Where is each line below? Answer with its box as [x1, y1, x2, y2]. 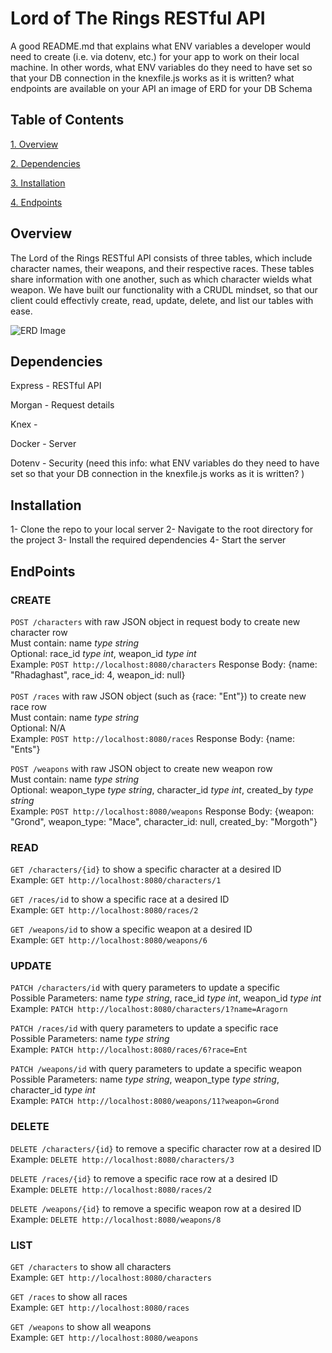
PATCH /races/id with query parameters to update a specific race [10, 1022, 279, 1034]
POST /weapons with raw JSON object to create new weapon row [10, 762, 273, 774]
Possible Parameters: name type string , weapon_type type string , [10, 1073, 280, 1086]
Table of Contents [10, 112, 125, 129]
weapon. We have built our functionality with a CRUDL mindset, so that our [10, 283, 318, 296]
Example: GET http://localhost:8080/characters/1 [10, 874, 222, 886]
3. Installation [10, 177, 66, 189]
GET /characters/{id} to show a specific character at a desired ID [10, 863, 282, 876]
